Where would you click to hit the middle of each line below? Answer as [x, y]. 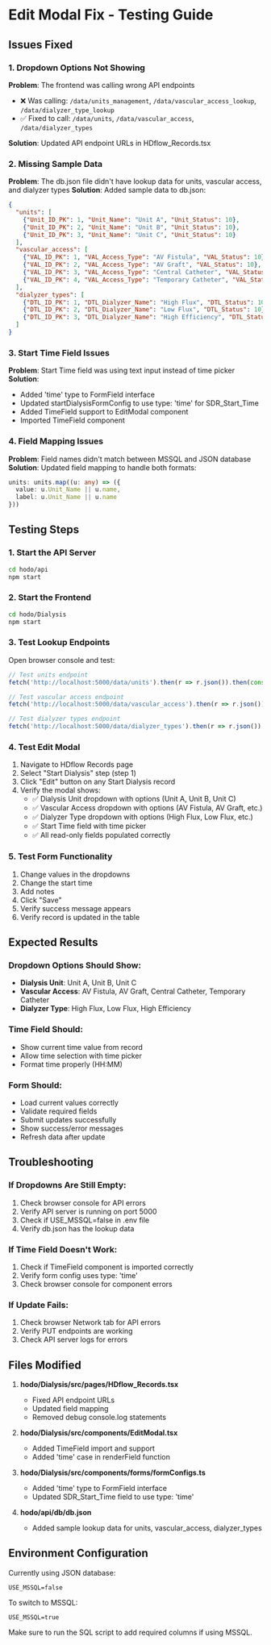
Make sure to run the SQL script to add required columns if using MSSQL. [130, 1632]
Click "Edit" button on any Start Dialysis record [98, 782]
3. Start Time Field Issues [59, 352]
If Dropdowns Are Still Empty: [67, 1185]
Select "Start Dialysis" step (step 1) [78, 773]
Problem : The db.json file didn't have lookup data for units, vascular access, [135, 181]
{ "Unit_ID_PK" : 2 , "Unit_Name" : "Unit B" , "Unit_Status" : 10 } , [131, 227]
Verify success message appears [75, 908]
